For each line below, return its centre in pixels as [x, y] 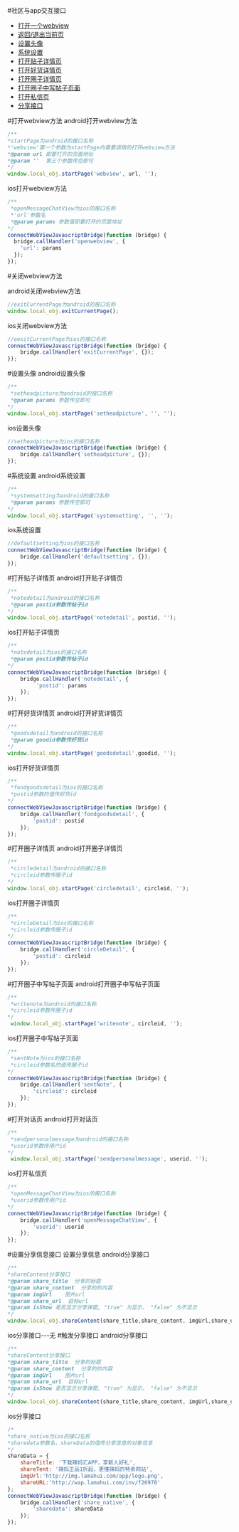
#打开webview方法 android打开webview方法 [72, 121]
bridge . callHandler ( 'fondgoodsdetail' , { [82, 814]
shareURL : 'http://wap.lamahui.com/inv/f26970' [90, 1482]
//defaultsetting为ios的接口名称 [54, 544]
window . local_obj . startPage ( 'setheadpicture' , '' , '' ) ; [92, 413]
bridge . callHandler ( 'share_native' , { [78, 1502]
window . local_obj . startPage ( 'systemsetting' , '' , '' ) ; [90, 516]
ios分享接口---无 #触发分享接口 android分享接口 [78, 1335]
